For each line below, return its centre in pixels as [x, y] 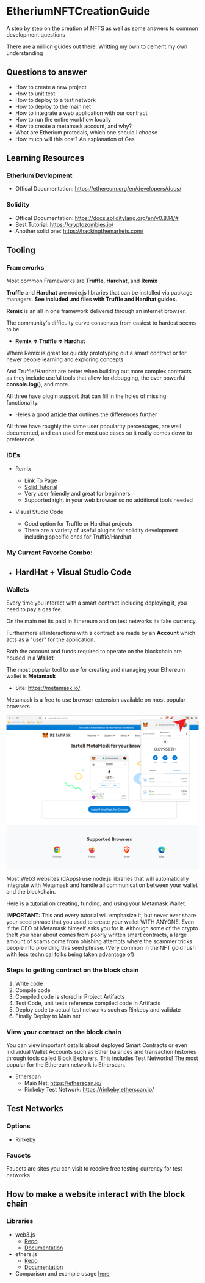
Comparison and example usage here [62, 1273]
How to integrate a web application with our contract [81, 113]
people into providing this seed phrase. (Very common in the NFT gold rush [101, 948]
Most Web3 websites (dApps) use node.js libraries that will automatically [98, 879]
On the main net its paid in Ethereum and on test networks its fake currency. [102, 621]
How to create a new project [51, 87]
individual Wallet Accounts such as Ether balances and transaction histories [101, 1052]
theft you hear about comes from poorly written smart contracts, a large [97, 935]
